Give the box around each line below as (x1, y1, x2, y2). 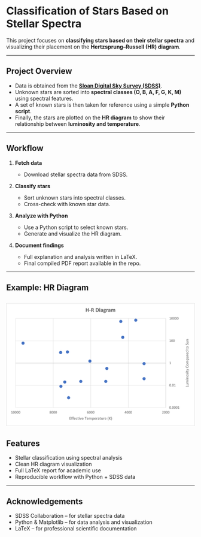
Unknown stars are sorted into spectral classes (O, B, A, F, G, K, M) (14, 88, 182, 95)
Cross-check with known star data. (23, 200, 111, 207)
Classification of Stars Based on (6, 4, 169, 18)
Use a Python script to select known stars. (23, 224, 129, 231)
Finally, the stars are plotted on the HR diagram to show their (14, 114, 166, 121)
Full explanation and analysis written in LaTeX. (23, 253, 138, 260)
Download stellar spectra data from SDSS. (23, 171, 128, 178)
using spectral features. (14, 95, 74, 102)
